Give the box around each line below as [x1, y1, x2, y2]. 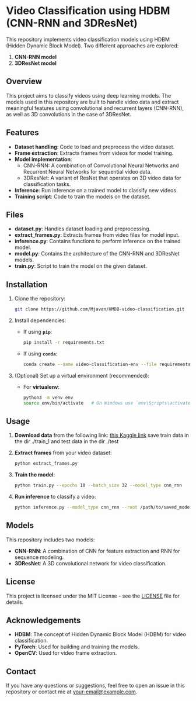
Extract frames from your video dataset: [14, 449, 112, 457]
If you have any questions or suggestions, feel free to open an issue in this [6, 682, 185, 689]
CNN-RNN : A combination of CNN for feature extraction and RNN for [14, 547, 180, 554]
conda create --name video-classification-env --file [23, 361, 157, 367]
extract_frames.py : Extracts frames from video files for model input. [14, 232, 180, 239]
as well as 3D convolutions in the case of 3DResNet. [6, 110, 132, 118]
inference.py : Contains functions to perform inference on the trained [14, 238, 181, 245]
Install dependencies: [14, 317, 66, 324]
